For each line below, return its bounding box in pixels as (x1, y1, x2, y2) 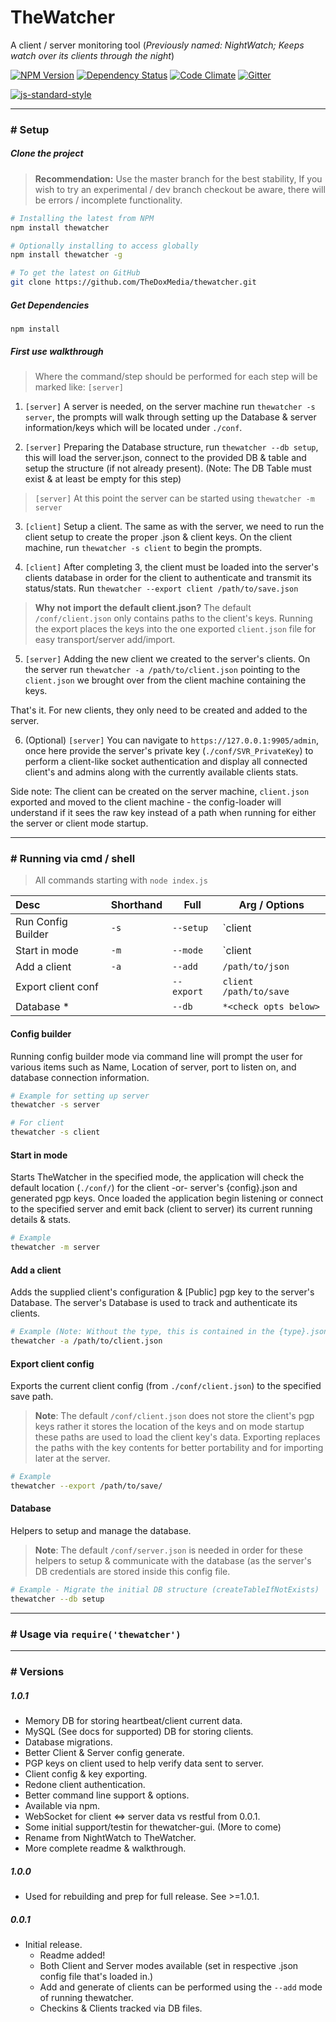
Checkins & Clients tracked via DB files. (39, 2002, 203, 2014)
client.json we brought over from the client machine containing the (24, 674, 307, 686)
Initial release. (24, 1938, 83, 1950)
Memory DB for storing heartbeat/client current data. (24, 1715, 243, 1727)
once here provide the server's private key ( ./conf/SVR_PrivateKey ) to (24, 745, 314, 757)
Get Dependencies (10, 299, 90, 311)
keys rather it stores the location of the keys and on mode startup (34, 1421, 305, 1433)
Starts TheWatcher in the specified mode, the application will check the (10, 1171, 305, 1183)
